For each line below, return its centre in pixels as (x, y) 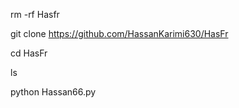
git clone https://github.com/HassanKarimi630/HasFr (119, 33)
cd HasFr (29, 53)
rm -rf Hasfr (35, 14)
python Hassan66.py (53, 92)
